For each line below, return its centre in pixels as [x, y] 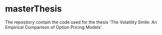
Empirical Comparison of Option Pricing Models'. [54, 27]
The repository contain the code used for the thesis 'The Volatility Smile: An [81, 22]
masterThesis [33, 9]
